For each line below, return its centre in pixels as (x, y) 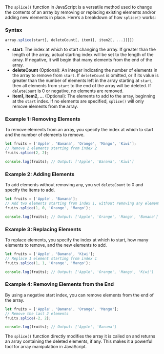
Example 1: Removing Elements (43, 119)
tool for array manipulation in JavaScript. (46, 347)
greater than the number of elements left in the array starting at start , (82, 80)
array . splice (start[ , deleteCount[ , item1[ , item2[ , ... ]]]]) (70, 40)
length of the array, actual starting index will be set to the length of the (83, 55)
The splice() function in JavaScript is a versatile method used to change (79, 7)
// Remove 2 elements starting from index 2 (51, 148)
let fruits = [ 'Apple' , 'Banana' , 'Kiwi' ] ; (50, 254)
